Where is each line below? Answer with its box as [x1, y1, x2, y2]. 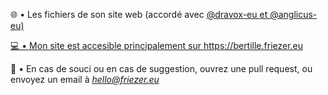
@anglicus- [269, 9, 318, 20]
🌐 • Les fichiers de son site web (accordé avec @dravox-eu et [10, 9, 268, 20]
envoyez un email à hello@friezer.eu [10, 74, 160, 85]
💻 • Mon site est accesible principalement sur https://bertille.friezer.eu [10, 40, 304, 51]
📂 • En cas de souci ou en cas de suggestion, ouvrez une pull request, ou [10, 63, 313, 74]
